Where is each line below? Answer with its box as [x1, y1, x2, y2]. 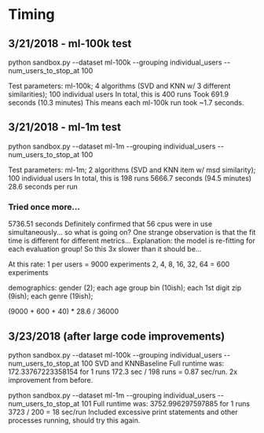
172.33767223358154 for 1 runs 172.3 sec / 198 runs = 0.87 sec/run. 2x [8, 367, 238, 376]
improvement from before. [8, 375, 93, 384]
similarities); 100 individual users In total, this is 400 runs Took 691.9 [8, 90, 229, 99]
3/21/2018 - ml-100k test [8, 37, 132, 50]
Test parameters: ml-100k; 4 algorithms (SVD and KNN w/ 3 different [8, 81, 231, 90]
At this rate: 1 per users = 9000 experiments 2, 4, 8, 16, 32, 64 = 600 [8, 259, 230, 269]
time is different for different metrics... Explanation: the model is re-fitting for [8, 236, 255, 245]
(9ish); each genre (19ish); [8, 292, 93, 301]
